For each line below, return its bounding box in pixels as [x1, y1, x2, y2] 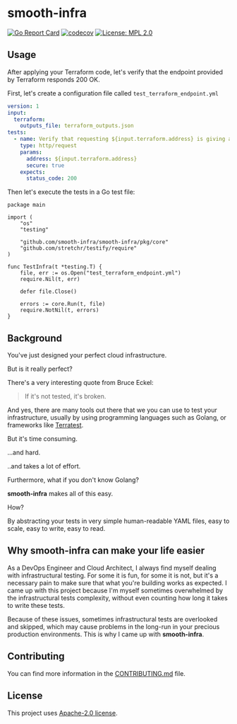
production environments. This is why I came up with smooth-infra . [7, 630, 205, 638]
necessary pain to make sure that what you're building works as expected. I [7, 578, 227, 587]
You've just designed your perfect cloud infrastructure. [7, 351, 167, 360]
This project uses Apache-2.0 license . [7, 708, 118, 717]
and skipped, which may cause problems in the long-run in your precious [7, 622, 220, 631]
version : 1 [7, 103, 39, 110]
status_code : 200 [25, 175, 78, 182]
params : [20, 149, 42, 156]
